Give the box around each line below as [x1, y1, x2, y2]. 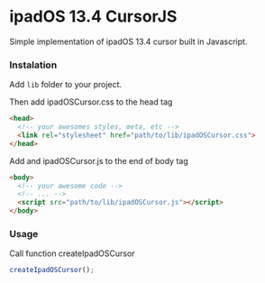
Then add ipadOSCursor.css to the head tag [9, 96, 173, 107]
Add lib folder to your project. [9, 79, 123, 90]
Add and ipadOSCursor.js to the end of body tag [9, 155, 189, 166]
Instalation [9, 59, 58, 71]
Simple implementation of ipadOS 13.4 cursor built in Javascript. [9, 36, 248, 47]
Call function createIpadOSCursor [9, 248, 135, 259]
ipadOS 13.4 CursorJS [9, 6, 178, 27]
